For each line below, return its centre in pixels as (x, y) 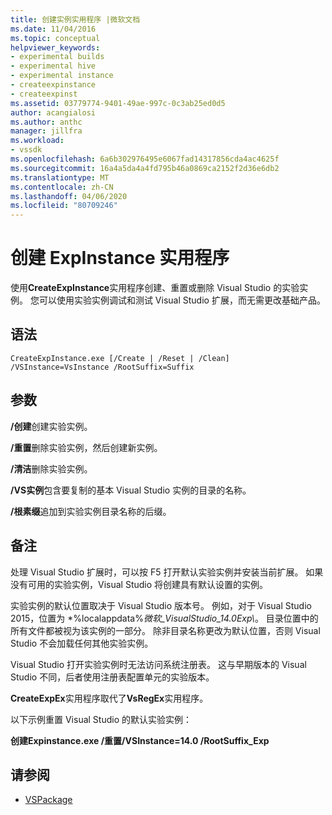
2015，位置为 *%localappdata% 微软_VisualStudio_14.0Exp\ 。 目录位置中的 (164, 618)
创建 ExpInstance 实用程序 (120, 258)
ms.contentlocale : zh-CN (62, 187)
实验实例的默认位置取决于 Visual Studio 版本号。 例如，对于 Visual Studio (161, 605)
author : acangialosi (53, 112)
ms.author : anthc (46, 122)
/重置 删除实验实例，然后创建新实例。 (86, 447)
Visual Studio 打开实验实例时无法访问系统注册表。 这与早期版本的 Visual (158, 664)
